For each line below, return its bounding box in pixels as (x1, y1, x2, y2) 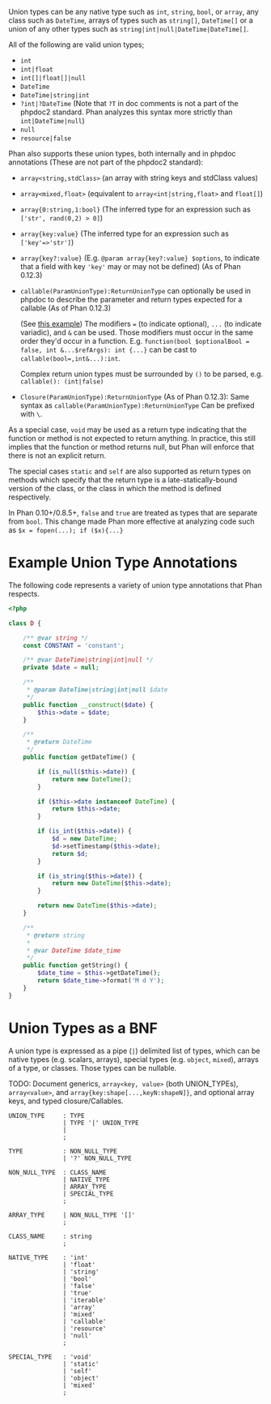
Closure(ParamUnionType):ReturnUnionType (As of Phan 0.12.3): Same (19, 392, 250, 401)
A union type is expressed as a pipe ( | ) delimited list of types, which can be (8, 1046, 260, 1055)
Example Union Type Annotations (8, 554, 238, 572)
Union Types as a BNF (8, 1019, 158, 1037)
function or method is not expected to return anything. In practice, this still (8, 434, 256, 443)
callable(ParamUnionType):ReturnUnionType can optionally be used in (19, 286, 252, 295)
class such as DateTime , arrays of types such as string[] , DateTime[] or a (8, 15, 253, 25)
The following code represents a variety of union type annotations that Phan (8, 580, 263, 590)
